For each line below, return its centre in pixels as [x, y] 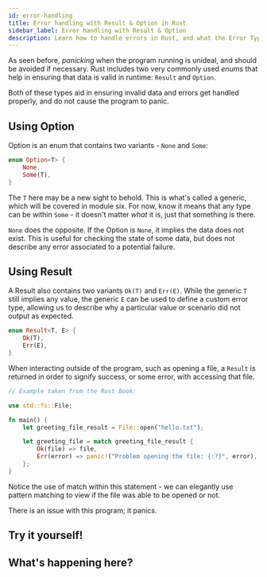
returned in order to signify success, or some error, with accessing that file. [132, 376]
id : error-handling [41, 16]
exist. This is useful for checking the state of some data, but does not [122, 238]
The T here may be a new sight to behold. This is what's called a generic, [128, 197]
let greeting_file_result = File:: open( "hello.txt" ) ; [113, 427]
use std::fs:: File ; [41, 405]
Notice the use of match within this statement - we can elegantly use [121, 486]
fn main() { [28, 420]
